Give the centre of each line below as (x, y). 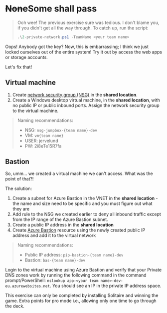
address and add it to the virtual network (54, 235)
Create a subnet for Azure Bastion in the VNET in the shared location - (85, 198)
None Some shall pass (51, 9)
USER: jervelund (41, 140)
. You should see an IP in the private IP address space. (105, 286)
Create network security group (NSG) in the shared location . (75, 94)
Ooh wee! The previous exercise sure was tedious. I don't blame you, (88, 22)
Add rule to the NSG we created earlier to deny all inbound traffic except (86, 214)
